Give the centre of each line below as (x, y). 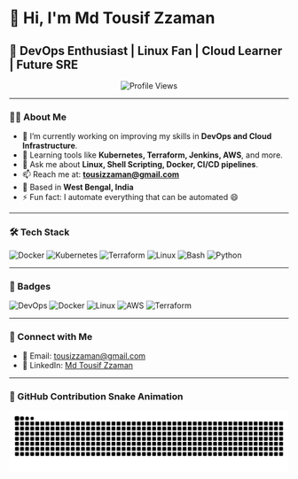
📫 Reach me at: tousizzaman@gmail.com (101, 174)
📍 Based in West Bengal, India (78, 187)
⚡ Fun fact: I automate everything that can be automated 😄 (130, 197)
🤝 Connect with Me (51, 336)
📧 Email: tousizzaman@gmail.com (84, 356)
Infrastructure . (50, 146)
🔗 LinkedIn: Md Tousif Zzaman (78, 366)
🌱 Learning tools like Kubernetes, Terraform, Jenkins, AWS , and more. (153, 155)
